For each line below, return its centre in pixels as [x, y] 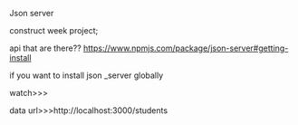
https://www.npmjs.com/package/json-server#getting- [186, 48]
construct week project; [54, 30]
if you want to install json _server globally [87, 75]
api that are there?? [45, 48]
